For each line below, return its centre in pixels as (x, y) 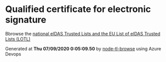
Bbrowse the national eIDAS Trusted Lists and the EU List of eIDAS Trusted (83, 33)
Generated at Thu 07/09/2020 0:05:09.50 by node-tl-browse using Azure (83, 48)
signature (26, 20)
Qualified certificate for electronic (78, 9)
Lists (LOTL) (18, 39)
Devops (13, 54)
